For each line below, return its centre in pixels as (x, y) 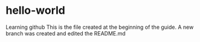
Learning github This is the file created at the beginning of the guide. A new (100, 27)
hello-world (36, 10)
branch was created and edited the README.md (66, 33)
